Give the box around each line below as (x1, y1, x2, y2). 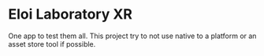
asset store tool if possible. (8, 39, 96, 48)
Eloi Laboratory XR (8, 5, 132, 23)
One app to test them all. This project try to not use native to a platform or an (8, 31, 257, 40)
